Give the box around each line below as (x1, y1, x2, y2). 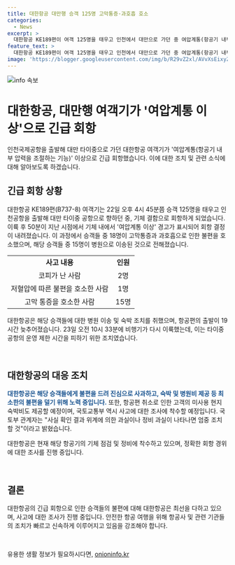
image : (7, 56, 27, 63)
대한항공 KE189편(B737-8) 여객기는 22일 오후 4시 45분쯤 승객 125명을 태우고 (7, 204, 220, 214)
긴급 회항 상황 (7, 185, 63, 197)
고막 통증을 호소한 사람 (24, 297, 95, 307)
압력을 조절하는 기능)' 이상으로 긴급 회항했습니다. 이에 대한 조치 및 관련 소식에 (14, 153, 226, 162)
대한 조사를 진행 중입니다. (14, 448, 84, 456)
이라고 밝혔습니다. (23, 424, 72, 433)
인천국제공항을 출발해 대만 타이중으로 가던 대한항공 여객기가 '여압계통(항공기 (7, 145, 215, 153)
